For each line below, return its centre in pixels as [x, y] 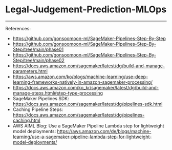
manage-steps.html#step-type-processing [58, 93]
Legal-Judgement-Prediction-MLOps [86, 10]
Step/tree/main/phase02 [39, 60]
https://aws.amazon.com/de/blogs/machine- [104, 131]
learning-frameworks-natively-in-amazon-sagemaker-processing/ [82, 82]
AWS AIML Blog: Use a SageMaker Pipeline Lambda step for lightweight [89, 126]
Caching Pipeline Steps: [38, 109]
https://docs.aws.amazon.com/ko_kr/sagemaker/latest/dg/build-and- [85, 87]
